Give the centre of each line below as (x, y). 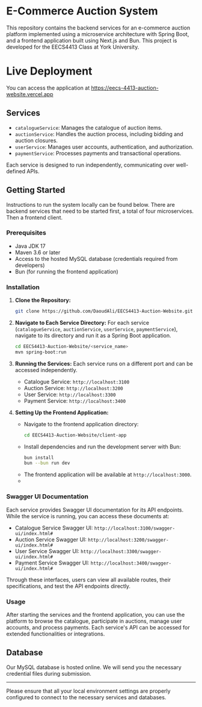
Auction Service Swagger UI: (51, 539)
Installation (23, 287)
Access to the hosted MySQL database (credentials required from (96, 259)
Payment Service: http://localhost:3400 (75, 400)
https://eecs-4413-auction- (125, 88)
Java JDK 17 (30, 246)
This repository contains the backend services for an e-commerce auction (98, 28)
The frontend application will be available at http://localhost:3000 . (108, 475)
